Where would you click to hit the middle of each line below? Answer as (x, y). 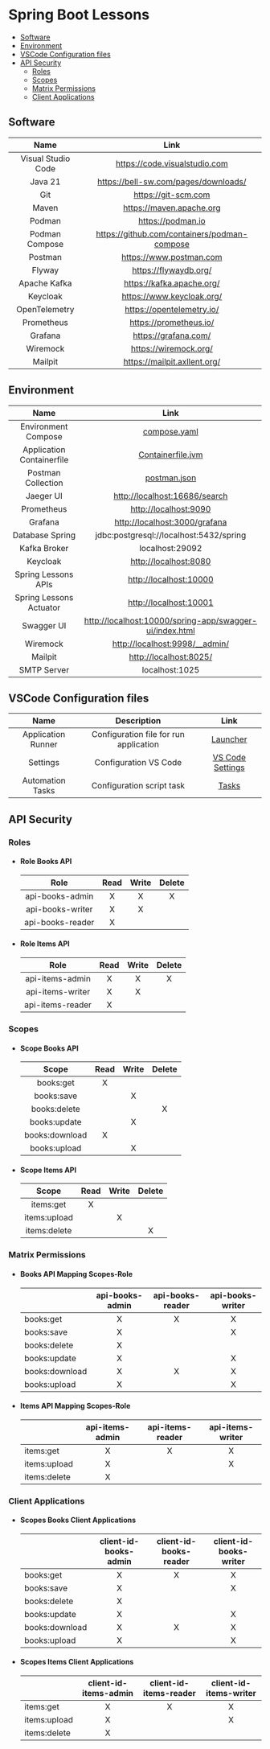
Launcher (229, 739)
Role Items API (45, 944)
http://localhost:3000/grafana (171, 522)
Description (138, 721)
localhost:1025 (171, 669)
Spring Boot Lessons (79, 15)
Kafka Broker (44, 548)
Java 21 (45, 181)
